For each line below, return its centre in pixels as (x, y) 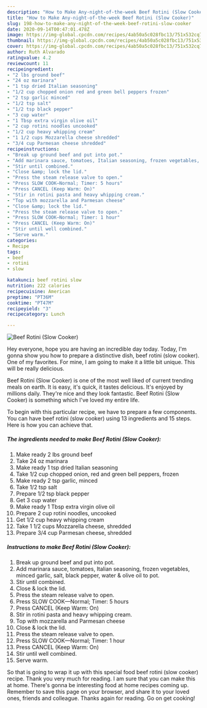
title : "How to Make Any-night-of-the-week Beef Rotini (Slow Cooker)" (100, 18)
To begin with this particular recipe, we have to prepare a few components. (102, 412)
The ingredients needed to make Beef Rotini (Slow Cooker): (84, 439)
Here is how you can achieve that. (50, 425)
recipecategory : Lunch (36, 314)
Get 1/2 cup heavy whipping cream (60, 520)
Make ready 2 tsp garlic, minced (57, 481)
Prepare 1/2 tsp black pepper (53, 494)
